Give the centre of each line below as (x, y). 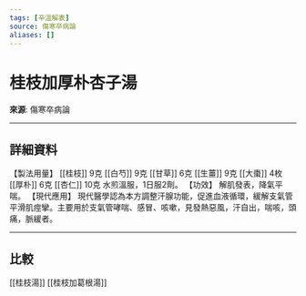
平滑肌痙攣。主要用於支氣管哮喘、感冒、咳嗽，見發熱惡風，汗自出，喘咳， (149, 208)
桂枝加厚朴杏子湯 (74, 82)
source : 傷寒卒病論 (43, 26)
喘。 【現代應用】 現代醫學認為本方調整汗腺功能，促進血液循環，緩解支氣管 (151, 196)
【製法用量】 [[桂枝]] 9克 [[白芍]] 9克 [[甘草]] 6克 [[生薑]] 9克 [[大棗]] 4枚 (146, 173)
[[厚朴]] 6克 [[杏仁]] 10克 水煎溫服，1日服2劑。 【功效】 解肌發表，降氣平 (146, 185)
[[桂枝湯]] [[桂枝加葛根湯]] (58, 282)
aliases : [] (32, 35)
